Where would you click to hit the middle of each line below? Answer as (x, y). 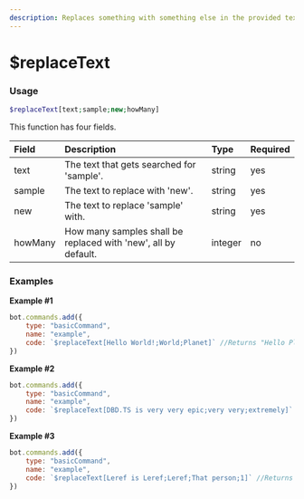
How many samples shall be (124, 231)
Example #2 (32, 369)
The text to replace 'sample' (124, 205)
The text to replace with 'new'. (129, 190)
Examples (32, 281)
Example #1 (31, 301)
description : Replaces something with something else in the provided (145, 18)
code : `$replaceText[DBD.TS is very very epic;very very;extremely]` (160, 410)
